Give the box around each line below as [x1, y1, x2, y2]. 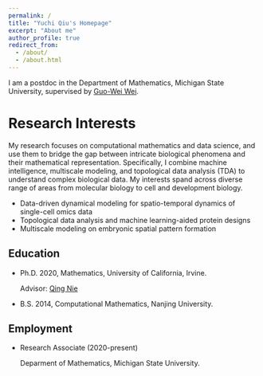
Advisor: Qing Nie [19, 284, 78, 293]
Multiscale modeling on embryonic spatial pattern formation [19, 224, 217, 233]
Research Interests [8, 115, 136, 132]
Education [8, 247, 61, 260]
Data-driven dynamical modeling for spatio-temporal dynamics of [19, 198, 236, 208]
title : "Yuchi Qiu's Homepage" [8, 19, 112, 27]
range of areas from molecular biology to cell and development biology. [8, 182, 243, 192]
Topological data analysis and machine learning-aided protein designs [19, 215, 251, 225]
